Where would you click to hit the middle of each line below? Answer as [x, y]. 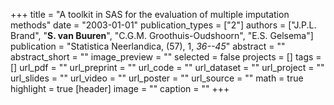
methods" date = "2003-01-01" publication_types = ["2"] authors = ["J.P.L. [163, 25]
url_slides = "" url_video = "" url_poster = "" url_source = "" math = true [157, 78]
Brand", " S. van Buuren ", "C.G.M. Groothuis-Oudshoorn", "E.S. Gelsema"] [162, 35]
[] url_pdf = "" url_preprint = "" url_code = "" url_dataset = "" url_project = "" [167, 67]
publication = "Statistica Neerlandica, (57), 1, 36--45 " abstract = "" [148, 46]
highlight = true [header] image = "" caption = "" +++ [120, 88]
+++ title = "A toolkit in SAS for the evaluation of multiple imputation [150, 14]
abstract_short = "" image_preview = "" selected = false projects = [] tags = [166, 57]
